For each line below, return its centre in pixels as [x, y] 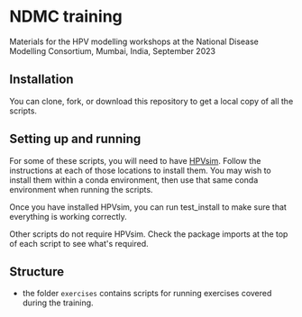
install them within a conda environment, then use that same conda [134, 180]
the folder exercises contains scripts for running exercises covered [147, 294]
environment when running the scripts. [81, 189]
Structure [37, 272]
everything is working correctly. [69, 216]
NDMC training [66, 17]
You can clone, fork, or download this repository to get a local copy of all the [151, 101]
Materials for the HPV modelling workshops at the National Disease [134, 41]
